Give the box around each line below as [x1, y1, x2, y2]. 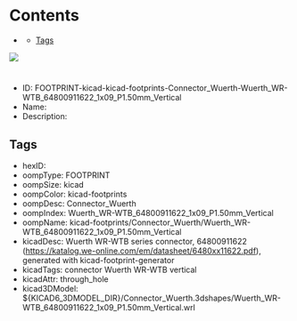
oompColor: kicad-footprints [21, 189, 128, 199]
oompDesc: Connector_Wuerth [21, 197, 136, 209]
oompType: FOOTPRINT [21, 170, 111, 181]
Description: [21, 111, 68, 122]
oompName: [21, 217, 69, 228]
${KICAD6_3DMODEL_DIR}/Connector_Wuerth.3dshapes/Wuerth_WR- [21, 293, 281, 303]
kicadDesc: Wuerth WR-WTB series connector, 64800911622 [21, 236, 248, 246]
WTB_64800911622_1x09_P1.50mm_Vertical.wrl [21, 301, 196, 312]
